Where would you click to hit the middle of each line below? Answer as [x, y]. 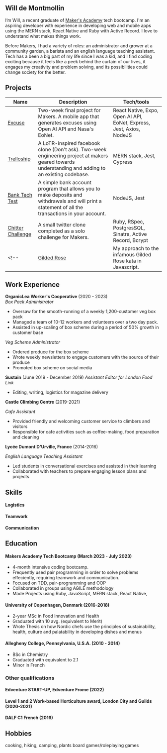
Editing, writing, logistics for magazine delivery [60, 392]
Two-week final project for [69, 110]
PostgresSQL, [129, 227]
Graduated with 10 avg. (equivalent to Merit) [57, 621]
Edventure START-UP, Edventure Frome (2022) [55, 690]
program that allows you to [69, 189]
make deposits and [60, 195]
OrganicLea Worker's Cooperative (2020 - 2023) [56, 297]
